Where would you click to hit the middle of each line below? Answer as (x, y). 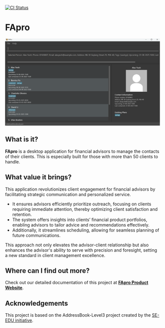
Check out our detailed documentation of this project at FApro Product (77, 283)
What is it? (22, 140)
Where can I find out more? (47, 271)
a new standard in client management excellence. (55, 255)
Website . (14, 288)
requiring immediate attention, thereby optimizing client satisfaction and (85, 209)
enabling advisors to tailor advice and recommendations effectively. (81, 225)
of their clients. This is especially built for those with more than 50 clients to (82, 156)
